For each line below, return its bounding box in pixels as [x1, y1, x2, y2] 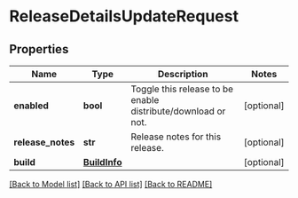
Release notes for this [130, 131, 222, 143]
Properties [9, 42, 69, 57]
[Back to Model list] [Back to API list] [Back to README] [9, 179, 213, 189]
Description [157, 68, 208, 80]
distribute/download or [130, 105, 226, 117]
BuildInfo [82, 156, 122, 168]
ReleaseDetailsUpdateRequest [9, 6, 239, 27]
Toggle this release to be [130, 83, 233, 95]
